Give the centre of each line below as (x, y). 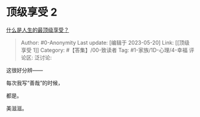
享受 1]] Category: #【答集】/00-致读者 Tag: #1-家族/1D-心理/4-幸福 (104, 50)
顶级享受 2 (32, 12)
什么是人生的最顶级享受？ (38, 30)
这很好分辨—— (24, 70)
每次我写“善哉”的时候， (35, 83)
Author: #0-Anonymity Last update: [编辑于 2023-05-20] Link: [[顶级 (105, 42)
